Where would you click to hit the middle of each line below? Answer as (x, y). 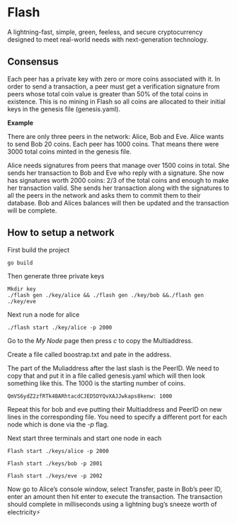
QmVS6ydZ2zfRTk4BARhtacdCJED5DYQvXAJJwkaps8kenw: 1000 (90, 396)
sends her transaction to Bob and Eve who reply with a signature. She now (116, 173)
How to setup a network (61, 233)
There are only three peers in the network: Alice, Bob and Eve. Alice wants (116, 136)
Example (21, 123)
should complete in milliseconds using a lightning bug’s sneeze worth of (112, 504)
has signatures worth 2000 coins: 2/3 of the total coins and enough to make (118, 180)
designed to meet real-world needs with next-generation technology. (108, 39)
